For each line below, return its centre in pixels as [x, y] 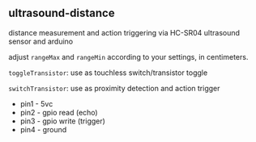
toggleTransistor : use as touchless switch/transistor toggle [108, 73]
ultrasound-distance [62, 13]
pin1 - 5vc [36, 103]
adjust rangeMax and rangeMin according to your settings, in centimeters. [128, 56]
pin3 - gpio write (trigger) [62, 121]
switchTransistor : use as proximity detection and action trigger [114, 88]
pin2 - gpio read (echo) [59, 112]
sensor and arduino [41, 41]
